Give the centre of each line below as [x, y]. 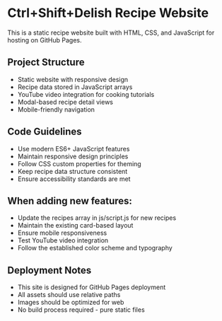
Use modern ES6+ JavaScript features [74, 148]
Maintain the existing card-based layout [75, 226]
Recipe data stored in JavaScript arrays [75, 87]
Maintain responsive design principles [73, 156]
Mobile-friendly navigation [56, 109]
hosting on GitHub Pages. [45, 40]
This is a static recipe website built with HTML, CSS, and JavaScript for [111, 33]
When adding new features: [70, 200]
